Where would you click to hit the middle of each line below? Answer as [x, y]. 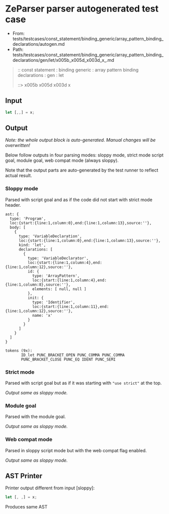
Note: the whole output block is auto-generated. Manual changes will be [80, 140]
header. [13, 205]
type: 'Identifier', [54, 302]
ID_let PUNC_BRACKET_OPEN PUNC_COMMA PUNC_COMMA [73, 355]
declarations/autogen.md [38, 44]
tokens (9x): [19, 351]
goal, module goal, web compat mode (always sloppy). [62, 160]
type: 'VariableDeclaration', [50, 236]
